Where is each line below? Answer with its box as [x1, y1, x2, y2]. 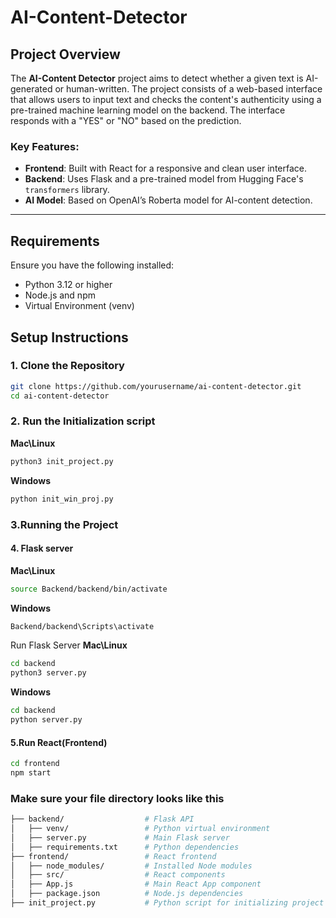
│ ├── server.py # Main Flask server [10, 832, 230, 843]
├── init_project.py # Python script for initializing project [10, 898, 325, 908]
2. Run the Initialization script [10, 414, 156, 428]
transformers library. [24, 184, 110, 196]
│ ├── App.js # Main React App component [10, 879, 262, 890]
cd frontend [10, 759, 60, 769]
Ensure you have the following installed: [10, 259, 175, 271]
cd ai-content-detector [10, 391, 110, 401]
